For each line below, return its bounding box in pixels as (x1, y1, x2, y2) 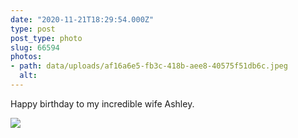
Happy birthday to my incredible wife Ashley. (10, 97, 195, 110)
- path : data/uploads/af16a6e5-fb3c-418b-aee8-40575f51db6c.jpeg (10, 61, 288, 71)
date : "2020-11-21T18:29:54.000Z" (10, 14, 155, 25)
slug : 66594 (10, 42, 60, 53)
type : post (10, 24, 56, 34)
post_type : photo (10, 33, 83, 43)
